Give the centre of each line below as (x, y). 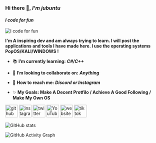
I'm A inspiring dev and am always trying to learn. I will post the (72, 41)
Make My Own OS (31, 98)
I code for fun (19, 20)
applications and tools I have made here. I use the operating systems (78, 46)
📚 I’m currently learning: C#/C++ (48, 61)
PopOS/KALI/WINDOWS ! (32, 51)
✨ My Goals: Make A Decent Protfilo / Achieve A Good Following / (82, 92)
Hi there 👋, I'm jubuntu (33, 8)
